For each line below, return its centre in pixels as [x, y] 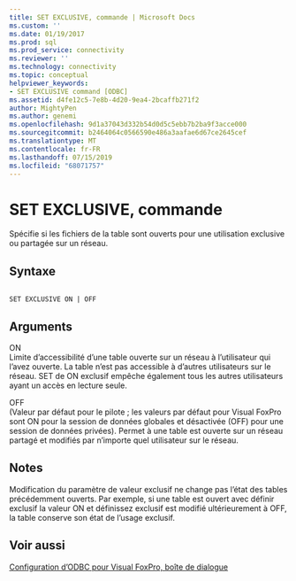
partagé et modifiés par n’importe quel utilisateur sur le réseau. [124, 440]
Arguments [41, 326]
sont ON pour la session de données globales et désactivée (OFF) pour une [147, 421]
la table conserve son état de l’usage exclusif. [92, 517]
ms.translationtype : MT [53, 141]
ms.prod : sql [33, 42]
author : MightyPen [43, 108]
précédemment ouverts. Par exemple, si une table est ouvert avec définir [142, 499]
